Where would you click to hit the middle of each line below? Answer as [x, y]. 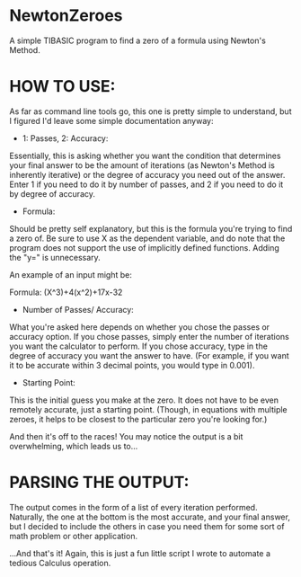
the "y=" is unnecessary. [55, 257]
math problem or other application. [73, 536]
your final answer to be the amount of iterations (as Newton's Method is [142, 165]
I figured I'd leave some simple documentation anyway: [111, 120]
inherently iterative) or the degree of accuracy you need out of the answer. [147, 174]
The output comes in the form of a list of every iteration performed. [133, 507]
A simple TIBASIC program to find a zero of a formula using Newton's [138, 40]
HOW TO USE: [62, 87]
